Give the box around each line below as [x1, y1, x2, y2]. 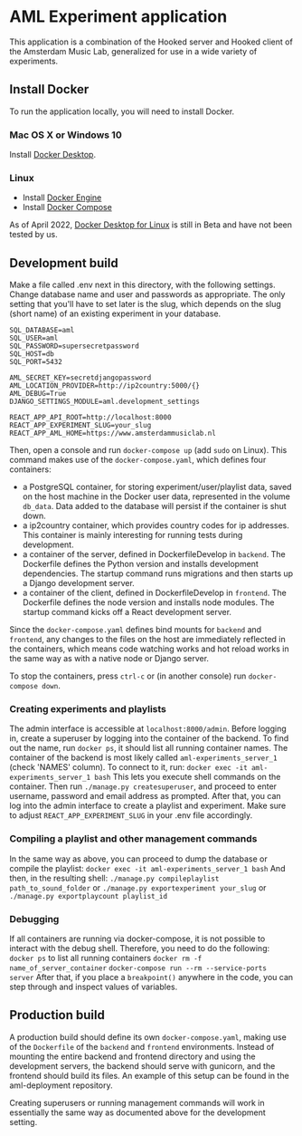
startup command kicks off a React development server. [22, 607, 232, 618]
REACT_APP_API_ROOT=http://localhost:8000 [9, 413, 172, 422]
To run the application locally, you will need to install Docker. [9, 106, 235, 117]
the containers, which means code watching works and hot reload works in [9, 643, 289, 654]
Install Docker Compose [22, 202, 113, 213]
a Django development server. [22, 578, 136, 589]
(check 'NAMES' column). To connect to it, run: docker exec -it [9, 762, 249, 773]
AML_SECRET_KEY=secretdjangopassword [9, 373, 152, 382]
